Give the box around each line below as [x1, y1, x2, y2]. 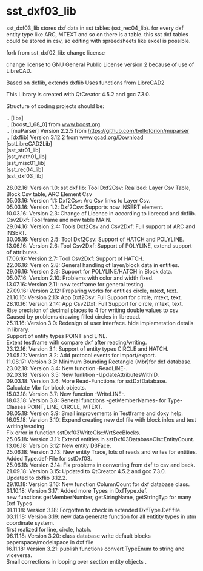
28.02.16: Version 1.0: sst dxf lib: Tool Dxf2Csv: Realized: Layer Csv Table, [6, 184, 191, 191]
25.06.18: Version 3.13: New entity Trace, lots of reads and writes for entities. [6, 448, 198, 456]
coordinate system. [6, 519, 55, 526]
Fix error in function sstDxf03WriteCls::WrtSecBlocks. [6, 429, 141, 436]
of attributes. [6, 248, 39, 255]
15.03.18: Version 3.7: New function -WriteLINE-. [6, 390, 126, 397]
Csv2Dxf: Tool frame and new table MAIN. [6, 216, 112, 223]
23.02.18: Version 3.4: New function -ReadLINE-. [6, 364, 128, 371]
